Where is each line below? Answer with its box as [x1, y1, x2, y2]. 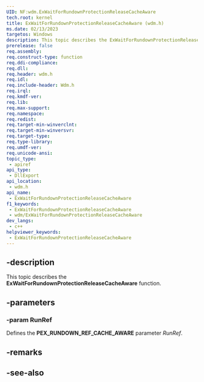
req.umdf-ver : [6, 144, 42, 151]
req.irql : [6, 88, 32, 94]
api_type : [6, 167, 32, 173]
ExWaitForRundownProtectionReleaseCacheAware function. [6, 280, 161, 287]
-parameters [6, 297, 55, 307]
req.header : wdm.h [6, 71, 53, 77]
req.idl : [6, 77, 29, 83]
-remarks [6, 347, 42, 357]
